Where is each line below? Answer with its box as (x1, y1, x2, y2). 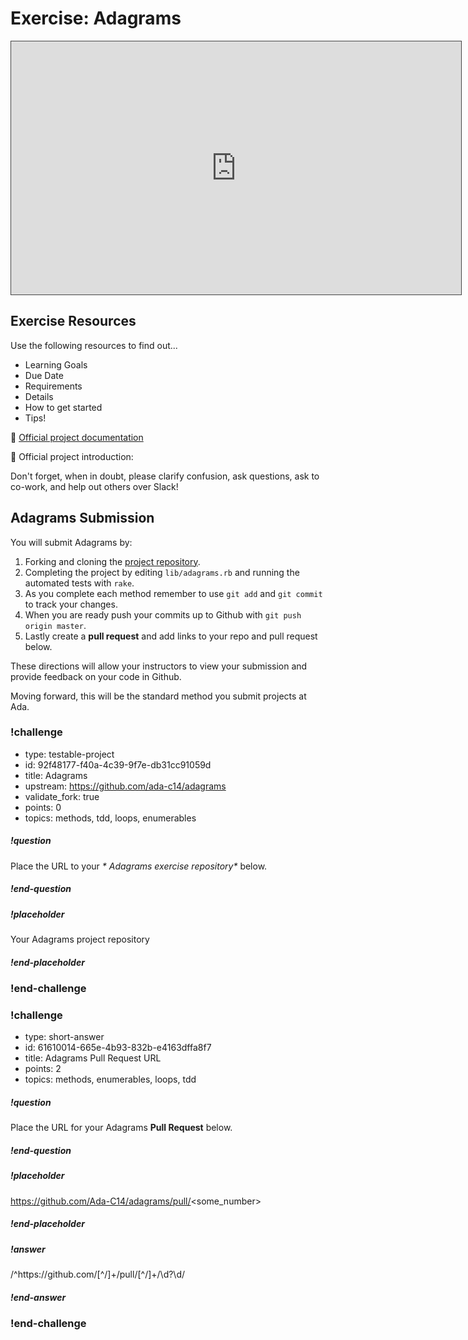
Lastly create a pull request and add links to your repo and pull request (24, 630, 318, 642)
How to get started (24, 401, 103, 413)
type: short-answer (24, 1031, 105, 1043)
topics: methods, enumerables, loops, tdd (24, 1073, 197, 1086)
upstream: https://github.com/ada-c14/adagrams (24, 780, 227, 792)
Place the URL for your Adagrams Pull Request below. (10, 1122, 233, 1134)
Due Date (24, 369, 64, 381)
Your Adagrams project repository (10, 933, 150, 946)
